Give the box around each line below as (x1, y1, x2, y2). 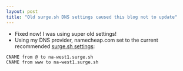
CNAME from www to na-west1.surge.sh (6, 59, 99, 65)
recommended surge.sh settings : (14, 42, 95, 50)
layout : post (6, 8, 38, 15)
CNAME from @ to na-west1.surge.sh (6, 54, 94, 60)
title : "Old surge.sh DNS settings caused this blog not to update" (6, 14, 178, 20)
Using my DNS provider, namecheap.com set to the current (14, 36, 159, 43)
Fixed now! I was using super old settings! (14, 30, 117, 37)
